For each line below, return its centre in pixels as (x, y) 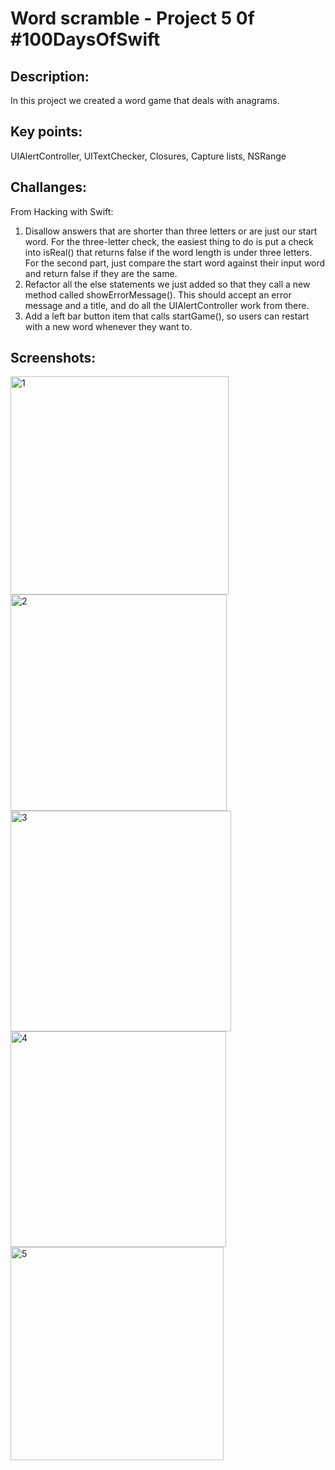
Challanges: (49, 187)
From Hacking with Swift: (62, 211)
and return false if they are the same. (101, 273)
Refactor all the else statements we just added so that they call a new (167, 284)
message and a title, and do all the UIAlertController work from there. (167, 305)
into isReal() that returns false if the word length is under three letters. (168, 252)
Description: (50, 76)
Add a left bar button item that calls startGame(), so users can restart (167, 316)
